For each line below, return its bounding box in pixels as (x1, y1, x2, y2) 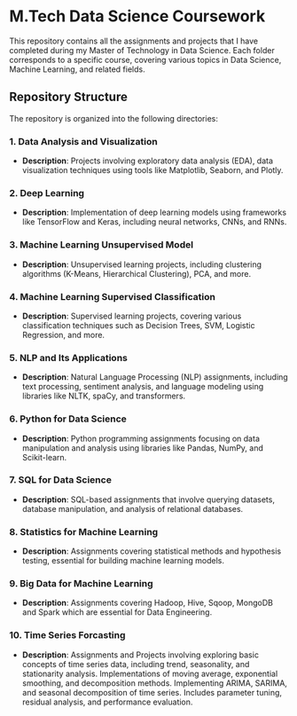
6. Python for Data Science (9, 413, 127, 425)
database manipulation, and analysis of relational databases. (21, 503, 244, 514)
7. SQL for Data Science (9, 474, 113, 486)
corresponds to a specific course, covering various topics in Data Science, (9, 54, 282, 65)
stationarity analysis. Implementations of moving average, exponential (21, 668, 278, 679)
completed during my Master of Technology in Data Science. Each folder (9, 44, 275, 55)
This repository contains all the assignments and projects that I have (9, 35, 259, 46)
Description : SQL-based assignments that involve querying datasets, (21, 494, 275, 505)
